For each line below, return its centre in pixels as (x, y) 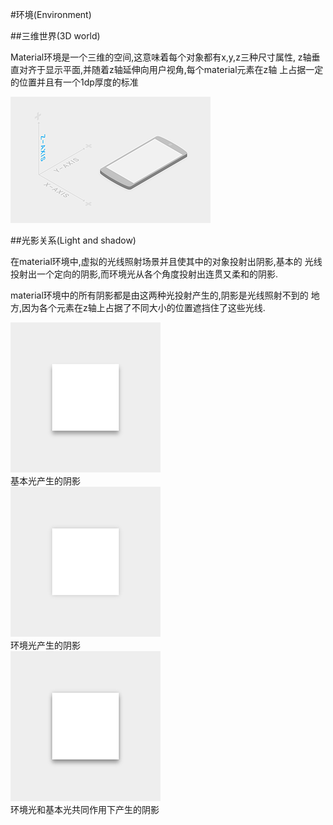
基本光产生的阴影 (45, 481)
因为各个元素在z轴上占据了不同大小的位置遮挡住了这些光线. (143, 307)
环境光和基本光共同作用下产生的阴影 (85, 809)
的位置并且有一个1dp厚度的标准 (74, 82)
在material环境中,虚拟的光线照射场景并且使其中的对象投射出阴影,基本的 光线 (166, 261)
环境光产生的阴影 (45, 645)
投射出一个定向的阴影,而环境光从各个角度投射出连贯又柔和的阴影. (144, 274)
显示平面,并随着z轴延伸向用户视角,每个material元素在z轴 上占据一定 (184, 69)
